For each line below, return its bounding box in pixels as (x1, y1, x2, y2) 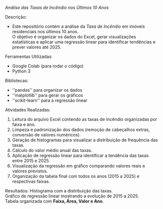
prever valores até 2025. (12, 44, 62, 50)
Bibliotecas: (5, 78, 29, 83)
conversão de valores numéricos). (12, 132, 81, 137)
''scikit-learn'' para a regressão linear (12, 97, 88, 103)
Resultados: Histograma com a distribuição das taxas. (5, 188, 113, 193)
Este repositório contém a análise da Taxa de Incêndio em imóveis (12, 23, 145, 29)
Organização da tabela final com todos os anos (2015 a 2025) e (12, 173, 140, 179)
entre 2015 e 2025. (12, 158, 50, 163)
